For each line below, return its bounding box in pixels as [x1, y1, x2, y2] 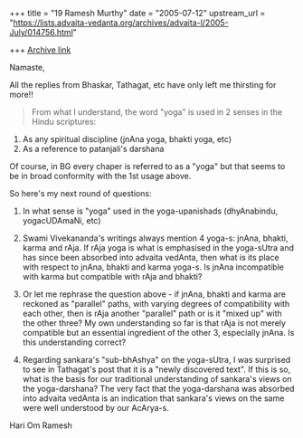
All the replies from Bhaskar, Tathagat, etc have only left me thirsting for [9, 80, 277, 90]
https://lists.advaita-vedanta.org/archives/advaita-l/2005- [13, 17, 229, 28]
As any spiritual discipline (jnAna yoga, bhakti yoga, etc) [22, 134, 232, 144]
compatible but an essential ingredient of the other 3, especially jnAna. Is [22, 328, 295, 338]
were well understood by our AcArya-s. [22, 403, 169, 413]
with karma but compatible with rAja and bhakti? [22, 271, 203, 281]
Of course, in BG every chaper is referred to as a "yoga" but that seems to [9, 161, 286, 171]
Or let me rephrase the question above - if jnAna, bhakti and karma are [22, 289, 287, 300]
